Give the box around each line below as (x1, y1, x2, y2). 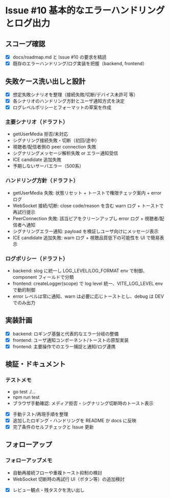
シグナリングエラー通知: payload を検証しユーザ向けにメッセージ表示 (12, 228, 159, 234)
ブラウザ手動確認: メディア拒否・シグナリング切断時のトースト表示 (12, 400, 154, 406)
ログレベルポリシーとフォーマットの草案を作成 (12, 105, 111, 111)
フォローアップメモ (5, 457, 53, 464)
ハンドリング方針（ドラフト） (5, 177, 79, 184)
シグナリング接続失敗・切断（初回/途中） (12, 137, 100, 143)
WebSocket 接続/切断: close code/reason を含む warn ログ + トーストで (12, 202, 164, 209)
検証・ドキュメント (5, 360, 66, 369)
